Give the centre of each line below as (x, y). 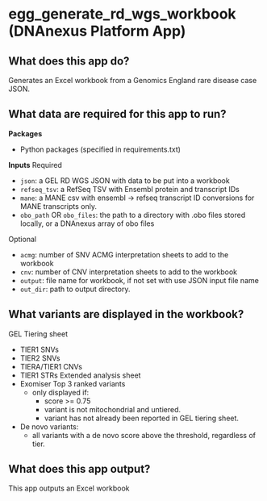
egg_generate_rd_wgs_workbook (122, 14)
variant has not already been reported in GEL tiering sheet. (142, 418)
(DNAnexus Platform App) (97, 31)
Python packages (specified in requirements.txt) (100, 149)
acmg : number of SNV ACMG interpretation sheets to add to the (124, 254)
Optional (23, 239)
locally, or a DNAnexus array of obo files (87, 223)
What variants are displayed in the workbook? (126, 314)
